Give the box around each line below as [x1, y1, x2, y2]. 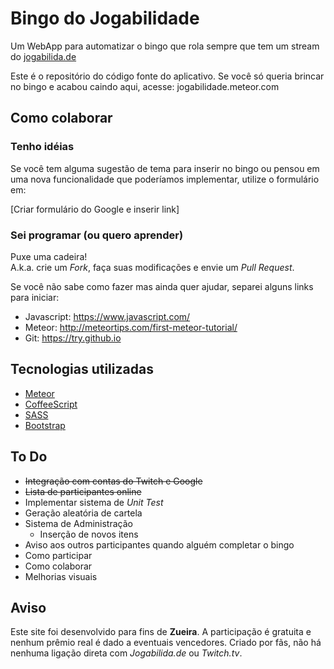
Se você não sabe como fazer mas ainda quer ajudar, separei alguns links [10, 280, 314, 292]
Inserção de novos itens [39, 528, 139, 540]
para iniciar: [10, 291, 60, 303]
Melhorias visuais [24, 570, 98, 582]
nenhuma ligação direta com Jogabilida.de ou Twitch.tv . [10, 647, 243, 659]
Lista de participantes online [24, 485, 142, 497]
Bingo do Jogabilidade [10, 7, 200, 30]
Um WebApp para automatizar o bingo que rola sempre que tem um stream [10, 40, 320, 52]
